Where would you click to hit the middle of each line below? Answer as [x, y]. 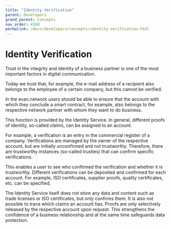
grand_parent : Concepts [31, 19]
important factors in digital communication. [51, 74]
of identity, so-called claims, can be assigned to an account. [69, 125]
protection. [17, 220]
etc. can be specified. [28, 183]
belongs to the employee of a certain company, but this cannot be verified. [84, 89]
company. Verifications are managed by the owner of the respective [77, 141]
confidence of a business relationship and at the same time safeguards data [85, 215]
